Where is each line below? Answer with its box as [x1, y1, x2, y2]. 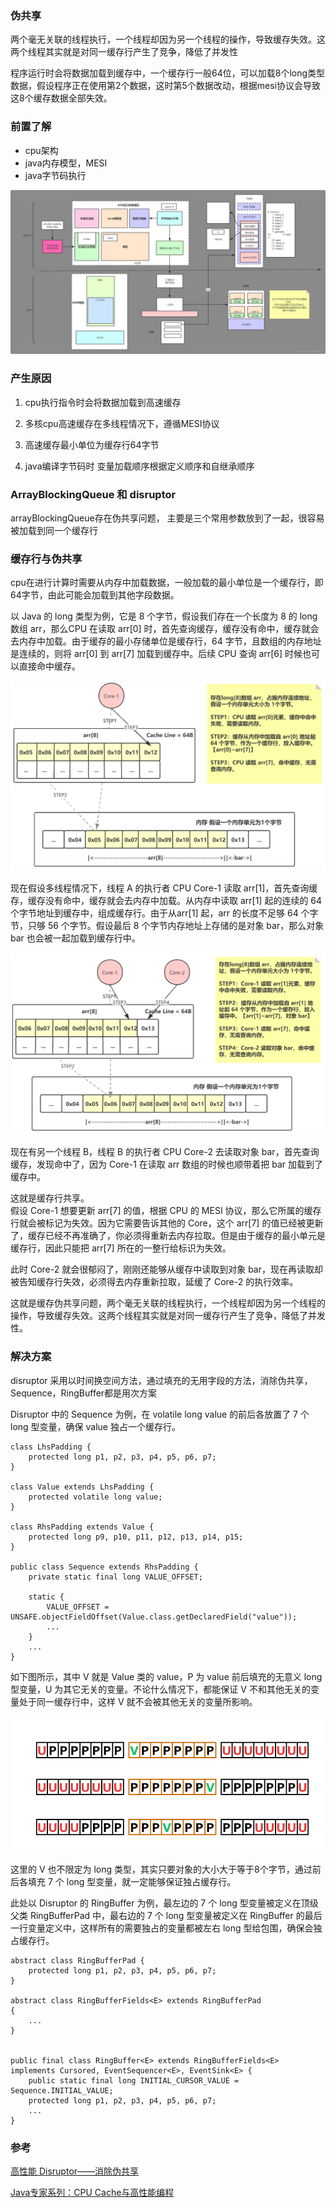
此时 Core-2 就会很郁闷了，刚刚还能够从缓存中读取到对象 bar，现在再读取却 [10, 1263, 323, 1276]
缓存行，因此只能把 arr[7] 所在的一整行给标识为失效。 [10, 1242, 232, 1254]
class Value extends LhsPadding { [10, 1482, 155, 1492]
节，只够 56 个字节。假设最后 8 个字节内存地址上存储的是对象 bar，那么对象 [10, 919, 325, 931]
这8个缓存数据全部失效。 [10, 92, 113, 104]
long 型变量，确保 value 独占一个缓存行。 [10, 1420, 181, 1432]
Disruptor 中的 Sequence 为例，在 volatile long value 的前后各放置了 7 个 [10, 1408, 310, 1420]
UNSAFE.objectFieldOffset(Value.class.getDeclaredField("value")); [10, 1612, 298, 1622]
